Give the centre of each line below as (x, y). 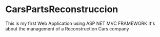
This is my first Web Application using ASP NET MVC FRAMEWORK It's (80, 23)
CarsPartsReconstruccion (62, 9)
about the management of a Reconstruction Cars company (67, 28)
